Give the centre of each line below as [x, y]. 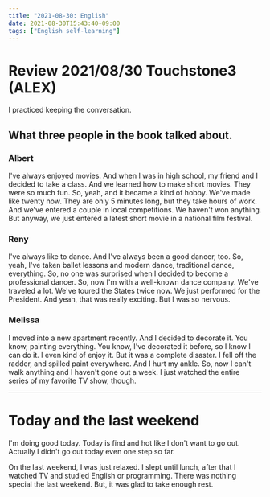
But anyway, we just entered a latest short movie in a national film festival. [131, 218]
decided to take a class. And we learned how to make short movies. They [130, 184]
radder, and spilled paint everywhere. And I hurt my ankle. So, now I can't [130, 364]
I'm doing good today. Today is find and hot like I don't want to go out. [124, 442]
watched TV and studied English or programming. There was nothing [123, 475]
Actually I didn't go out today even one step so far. [92, 451]
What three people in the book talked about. [121, 135]
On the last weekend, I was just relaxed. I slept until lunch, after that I [122, 466]
